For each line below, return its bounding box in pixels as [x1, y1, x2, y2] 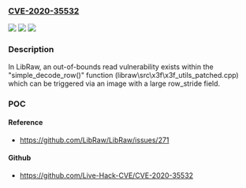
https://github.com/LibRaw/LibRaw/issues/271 [19, 135, 170, 145]
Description [8, 44, 54, 55]
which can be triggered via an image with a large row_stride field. [8, 79, 221, 88]
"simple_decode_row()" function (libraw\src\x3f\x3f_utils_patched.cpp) [8, 70, 239, 79]
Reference [8, 118, 43, 127]
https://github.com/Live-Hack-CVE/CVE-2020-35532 [19, 171, 194, 180]
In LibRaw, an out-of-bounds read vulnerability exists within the [8, 61, 214, 72]
